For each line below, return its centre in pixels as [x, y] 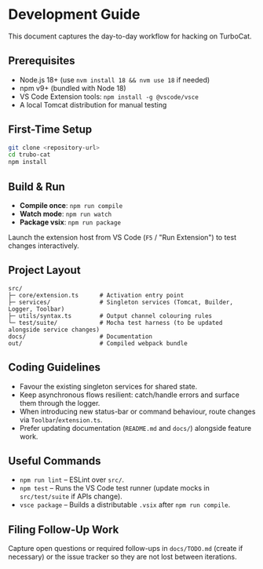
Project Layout [44, 270]
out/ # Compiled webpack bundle [98, 343]
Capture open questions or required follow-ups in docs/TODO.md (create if [126, 549]
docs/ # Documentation [80, 336]
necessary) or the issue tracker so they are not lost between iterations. [122, 557]
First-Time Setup [50, 130]
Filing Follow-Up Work [64, 529]
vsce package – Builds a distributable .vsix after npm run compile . [125, 505]
